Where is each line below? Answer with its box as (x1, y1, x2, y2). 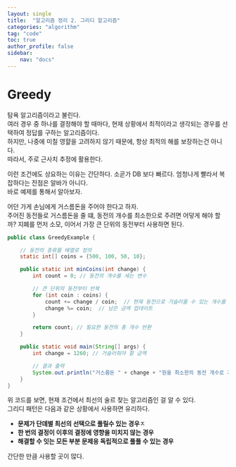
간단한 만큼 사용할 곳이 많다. (7, 452, 84, 461)
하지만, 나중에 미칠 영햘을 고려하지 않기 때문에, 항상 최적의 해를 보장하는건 (7, 137, 209, 145)
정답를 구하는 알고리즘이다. (25, 128, 100, 137)
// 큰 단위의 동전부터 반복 (32, 285, 100, 292)
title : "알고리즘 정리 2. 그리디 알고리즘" (7, 17, 121, 24)
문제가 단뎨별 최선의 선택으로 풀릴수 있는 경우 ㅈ (17, 420, 146, 428)
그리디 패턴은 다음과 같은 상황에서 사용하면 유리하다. (7, 404, 150, 413)
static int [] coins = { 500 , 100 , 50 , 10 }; (20, 253, 146, 261)
